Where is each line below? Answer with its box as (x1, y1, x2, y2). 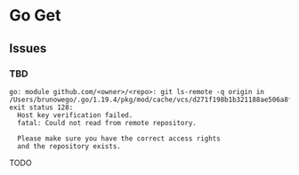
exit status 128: (9, 103, 74, 112)
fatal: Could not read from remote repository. (17, 118, 198, 127)
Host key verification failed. (17, 110, 133, 120)
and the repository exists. (17, 141, 122, 151)
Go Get (9, 5, 61, 26)
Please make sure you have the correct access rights (17, 134, 221, 143)
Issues (9, 41, 47, 56)
